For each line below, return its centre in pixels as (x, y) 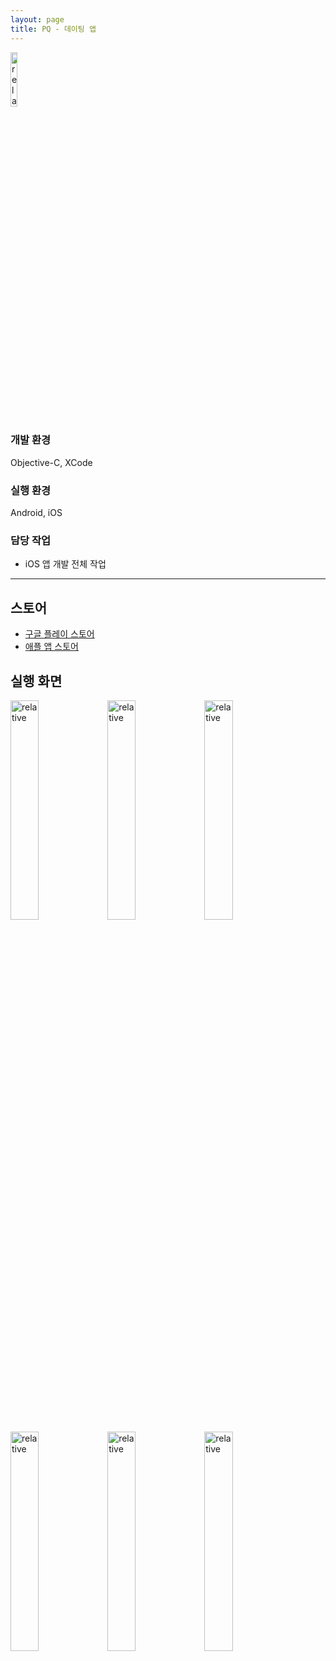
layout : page (37, 19)
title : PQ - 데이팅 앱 (53, 29)
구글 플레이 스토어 (59, 634)
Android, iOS (36, 513)
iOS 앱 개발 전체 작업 (65, 564)
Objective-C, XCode (51, 462)
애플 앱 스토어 (51, 647)
